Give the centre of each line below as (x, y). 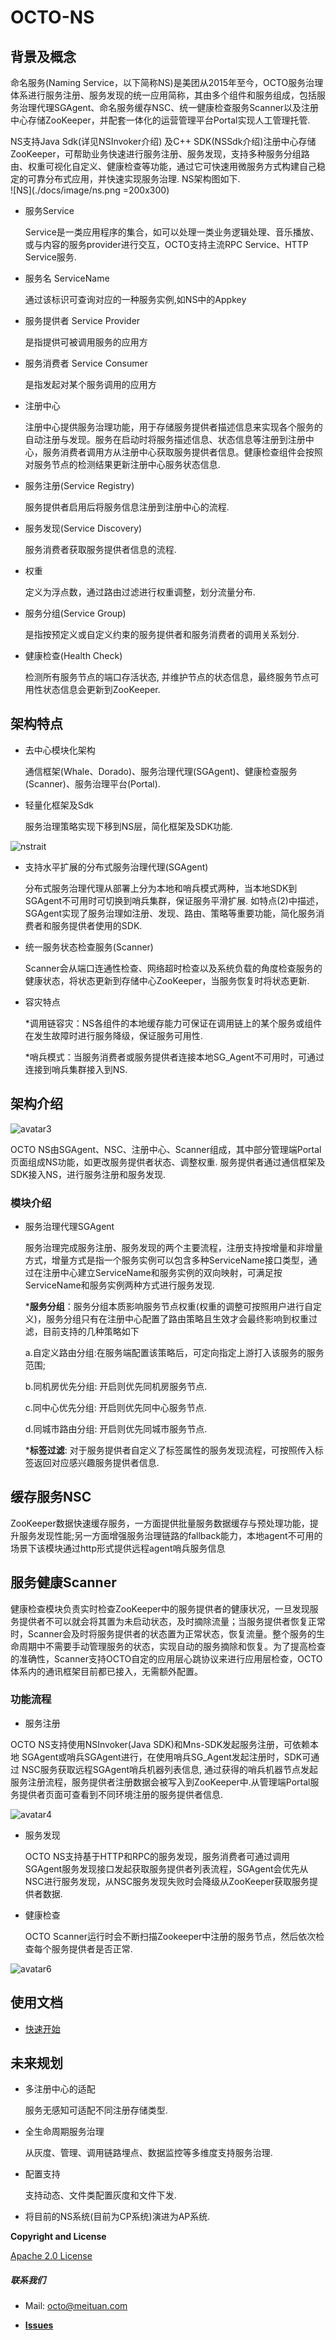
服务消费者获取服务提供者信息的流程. (100, 549)
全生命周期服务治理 (64, 2132)
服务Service (49, 210)
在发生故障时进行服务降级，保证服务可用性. (113, 1035)
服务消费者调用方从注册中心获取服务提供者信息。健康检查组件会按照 (182, 452)
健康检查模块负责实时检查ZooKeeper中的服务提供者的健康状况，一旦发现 (160, 1608)
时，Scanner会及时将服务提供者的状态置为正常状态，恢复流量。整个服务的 (163, 1633)
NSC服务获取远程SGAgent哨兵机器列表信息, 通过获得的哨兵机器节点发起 (170, 1769)
